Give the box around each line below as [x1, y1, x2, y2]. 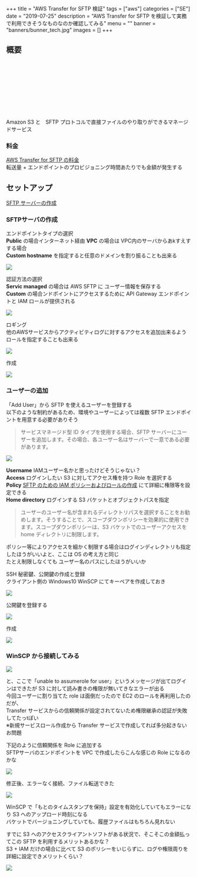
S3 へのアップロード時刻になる [12, 810, 88, 818]
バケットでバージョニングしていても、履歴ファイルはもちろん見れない [6, 818, 175, 825]
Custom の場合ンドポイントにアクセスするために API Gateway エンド [6, 290, 175, 297]
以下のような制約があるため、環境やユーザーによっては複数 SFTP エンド [6, 408, 181, 416]
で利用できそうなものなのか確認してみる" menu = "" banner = [6, 20, 156, 26]
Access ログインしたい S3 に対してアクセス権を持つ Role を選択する [6, 474, 172, 481]
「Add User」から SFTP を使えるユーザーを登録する [6, 401, 132, 408]
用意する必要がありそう [21, 416, 78, 423]
